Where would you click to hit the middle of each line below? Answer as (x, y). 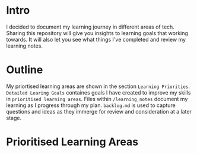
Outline (25, 70)
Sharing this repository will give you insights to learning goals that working (97, 33)
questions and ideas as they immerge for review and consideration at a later (99, 111)
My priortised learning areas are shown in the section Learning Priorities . (98, 86)
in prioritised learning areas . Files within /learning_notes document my (97, 99)
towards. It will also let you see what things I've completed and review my (96, 39)
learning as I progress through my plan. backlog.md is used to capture (91, 105)
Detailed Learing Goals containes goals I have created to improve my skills (99, 92)
